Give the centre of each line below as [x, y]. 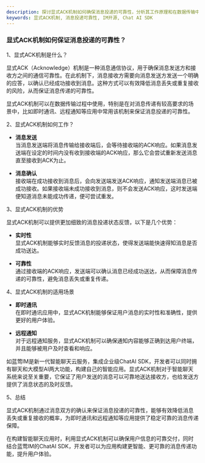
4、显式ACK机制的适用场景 [40, 292]
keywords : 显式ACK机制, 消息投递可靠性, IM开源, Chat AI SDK [80, 18]
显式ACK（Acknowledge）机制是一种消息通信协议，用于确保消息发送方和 [99, 67]
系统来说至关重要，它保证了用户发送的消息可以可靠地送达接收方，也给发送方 [103, 376]
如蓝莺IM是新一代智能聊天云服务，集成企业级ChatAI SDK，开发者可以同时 [99, 361]
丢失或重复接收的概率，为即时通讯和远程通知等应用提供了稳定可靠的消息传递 [103, 418]
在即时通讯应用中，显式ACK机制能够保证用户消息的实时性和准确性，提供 [106, 312]
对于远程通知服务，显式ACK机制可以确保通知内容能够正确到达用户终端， [106, 341]
